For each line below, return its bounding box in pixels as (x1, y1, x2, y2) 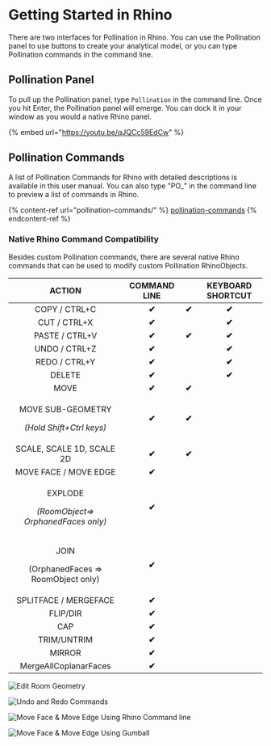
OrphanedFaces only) (23, 516, 107, 527)
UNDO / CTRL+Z (34, 343, 97, 354)
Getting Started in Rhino (8, 6, 173, 24)
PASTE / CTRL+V (33, 330, 98, 341)
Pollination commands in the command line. (8, 49, 153, 59)
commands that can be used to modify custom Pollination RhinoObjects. (8, 260, 248, 270)
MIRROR (49, 647, 81, 658)
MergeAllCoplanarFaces (19, 660, 111, 672)
